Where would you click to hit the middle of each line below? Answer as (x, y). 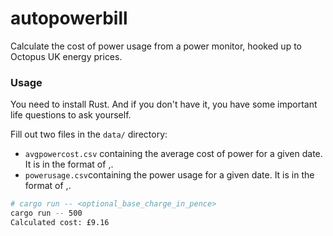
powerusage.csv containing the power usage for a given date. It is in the (169, 175)
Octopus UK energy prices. (66, 56)
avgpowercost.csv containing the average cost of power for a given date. (173, 154)
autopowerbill (69, 18)
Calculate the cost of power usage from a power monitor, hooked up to (156, 46)
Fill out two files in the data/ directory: (89, 134)
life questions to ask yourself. (71, 115)
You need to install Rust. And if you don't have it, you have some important (164, 104)
